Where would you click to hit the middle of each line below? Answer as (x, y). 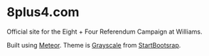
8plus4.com (43, 12)
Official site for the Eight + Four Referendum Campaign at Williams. (104, 31)
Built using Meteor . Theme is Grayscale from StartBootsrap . (94, 45)
